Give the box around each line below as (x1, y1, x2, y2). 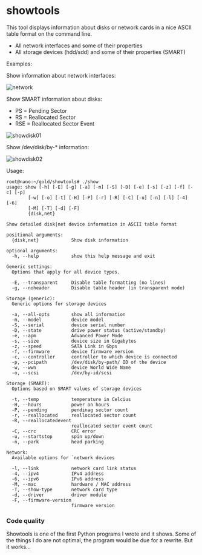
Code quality (6, 516, 45, 525)
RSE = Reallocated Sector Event (15, 119, 95, 127)
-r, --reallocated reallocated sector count (11, 412, 137, 419)
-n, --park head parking (11, 439, 104, 445)
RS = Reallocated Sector (15, 113, 76, 121)
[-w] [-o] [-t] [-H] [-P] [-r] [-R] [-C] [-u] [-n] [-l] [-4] (28, 195, 188, 201)
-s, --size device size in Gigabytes (11, 338, 137, 344)
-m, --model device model (11, 317, 104, 323)
